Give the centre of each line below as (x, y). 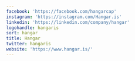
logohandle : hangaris (33, 28)
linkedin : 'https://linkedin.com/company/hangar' (68, 22)
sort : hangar (22, 33)
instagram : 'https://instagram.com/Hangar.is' (64, 17)
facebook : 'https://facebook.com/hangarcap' (61, 11)
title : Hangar (23, 38)
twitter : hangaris (28, 44)
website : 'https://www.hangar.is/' (50, 49)
